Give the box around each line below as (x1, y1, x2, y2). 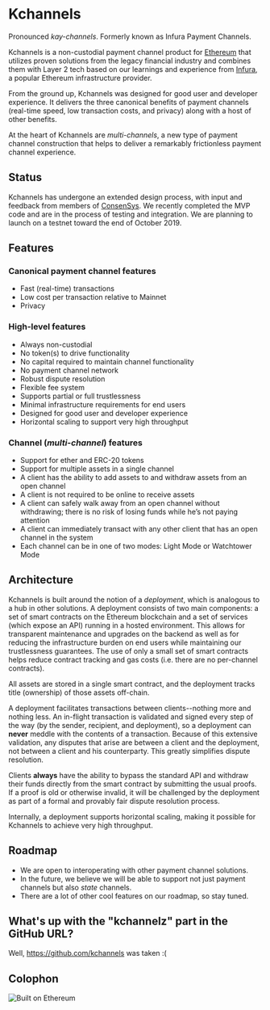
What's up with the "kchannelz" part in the (8, 915, 228, 928)
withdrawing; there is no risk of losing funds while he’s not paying (19, 507, 239, 517)
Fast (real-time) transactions (19, 284, 115, 293)
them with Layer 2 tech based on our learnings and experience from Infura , (8, 64, 258, 74)
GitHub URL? (8, 927, 74, 941)
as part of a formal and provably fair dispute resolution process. (8, 796, 220, 806)
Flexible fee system (19, 382, 85, 392)
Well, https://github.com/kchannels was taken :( (8, 949, 167, 958)
